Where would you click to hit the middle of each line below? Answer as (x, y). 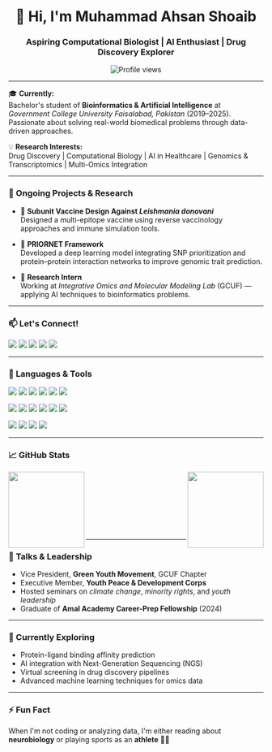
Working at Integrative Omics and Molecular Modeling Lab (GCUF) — (136, 285)
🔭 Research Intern (51, 277)
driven (19, 131)
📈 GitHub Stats (39, 456)
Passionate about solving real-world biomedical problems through (119, 123)
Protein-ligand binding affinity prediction (87, 655)
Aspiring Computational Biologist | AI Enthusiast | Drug (136, 42)
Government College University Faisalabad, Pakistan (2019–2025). (120, 114)
